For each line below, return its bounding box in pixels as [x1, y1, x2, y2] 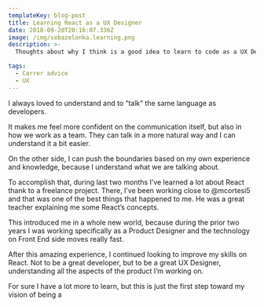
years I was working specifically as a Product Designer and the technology [8, 225, 250, 236]
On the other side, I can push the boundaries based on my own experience [8, 154, 251, 163]
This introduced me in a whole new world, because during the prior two [8, 217, 240, 227]
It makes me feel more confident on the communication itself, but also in [8, 122, 242, 131]
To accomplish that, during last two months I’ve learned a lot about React [8, 177, 245, 187]
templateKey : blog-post [8, 11, 86, 20]
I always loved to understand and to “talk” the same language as [8, 98, 217, 108]
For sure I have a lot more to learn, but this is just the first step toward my [8, 281, 245, 291]
